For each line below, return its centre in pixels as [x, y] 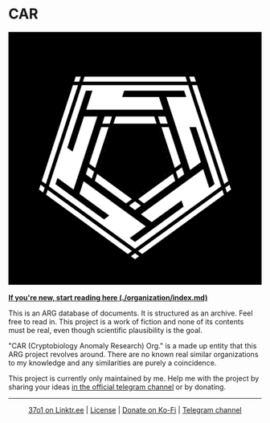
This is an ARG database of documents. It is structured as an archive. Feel [131, 313]
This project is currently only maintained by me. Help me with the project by [134, 378]
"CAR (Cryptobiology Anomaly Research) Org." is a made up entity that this [133, 345]
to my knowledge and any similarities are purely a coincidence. [112, 363]
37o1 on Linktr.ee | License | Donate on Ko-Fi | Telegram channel [135, 409]
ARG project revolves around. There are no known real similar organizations [133, 354]
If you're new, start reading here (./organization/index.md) [108, 297]
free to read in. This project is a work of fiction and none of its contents [126, 321]
